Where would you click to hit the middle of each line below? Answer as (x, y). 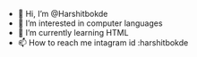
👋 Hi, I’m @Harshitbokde (63, 14)
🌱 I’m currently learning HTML (73, 33)
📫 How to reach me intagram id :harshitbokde (103, 43)
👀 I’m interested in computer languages (90, 23)
